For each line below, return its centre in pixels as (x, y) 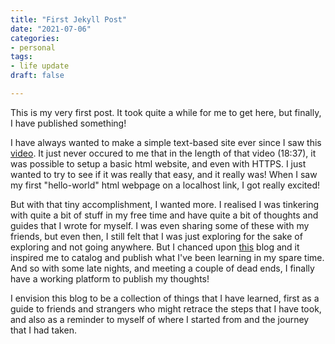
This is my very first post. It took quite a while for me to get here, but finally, (166, 112)
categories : (35, 38)
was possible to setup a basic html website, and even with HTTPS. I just (158, 163)
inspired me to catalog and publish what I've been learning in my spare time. (167, 257)
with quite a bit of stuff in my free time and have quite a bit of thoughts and (164, 215)
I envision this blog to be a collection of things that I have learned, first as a (165, 298)
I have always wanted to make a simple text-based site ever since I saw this (166, 142)
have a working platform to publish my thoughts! (110, 278)
